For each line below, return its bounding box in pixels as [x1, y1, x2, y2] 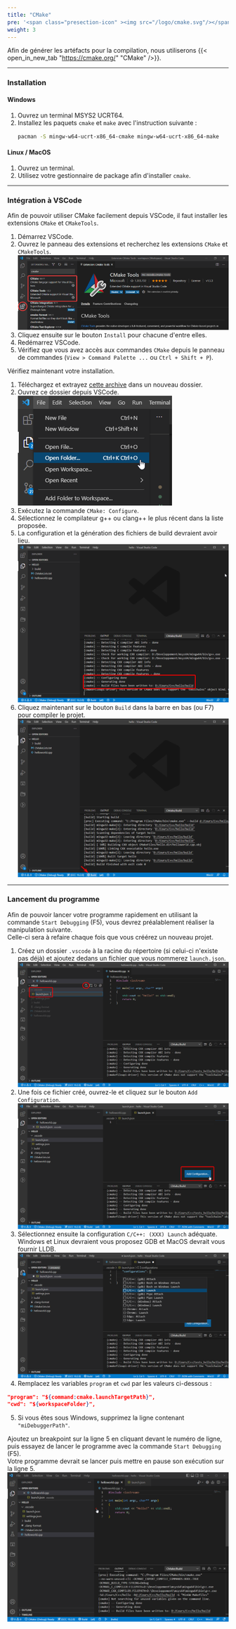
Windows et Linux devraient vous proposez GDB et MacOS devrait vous [17, 1237, 225, 1245]
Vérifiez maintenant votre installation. [7, 367, 115, 375]
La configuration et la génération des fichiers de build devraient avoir [17, 529, 218, 538]
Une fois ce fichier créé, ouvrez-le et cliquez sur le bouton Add [17, 1088, 198, 1096]
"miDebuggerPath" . [17, 1421, 70, 1429]
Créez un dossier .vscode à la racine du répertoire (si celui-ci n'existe [17, 946, 218, 955]
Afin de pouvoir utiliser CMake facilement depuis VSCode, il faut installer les [7, 211, 228, 219]
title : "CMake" [7, 11, 52, 18]
